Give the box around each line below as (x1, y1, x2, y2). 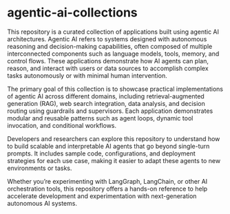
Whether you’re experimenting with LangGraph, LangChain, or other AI (7, 177, 208, 185)
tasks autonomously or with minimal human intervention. (7, 71, 167, 80)
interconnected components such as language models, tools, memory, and (7, 50, 220, 58)
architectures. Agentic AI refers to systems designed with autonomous (7, 34, 207, 43)
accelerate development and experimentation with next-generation (7, 191, 197, 200)
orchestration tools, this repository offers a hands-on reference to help (7, 184, 208, 193)
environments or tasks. (7, 164, 72, 172)
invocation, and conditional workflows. (7, 121, 117, 129)
